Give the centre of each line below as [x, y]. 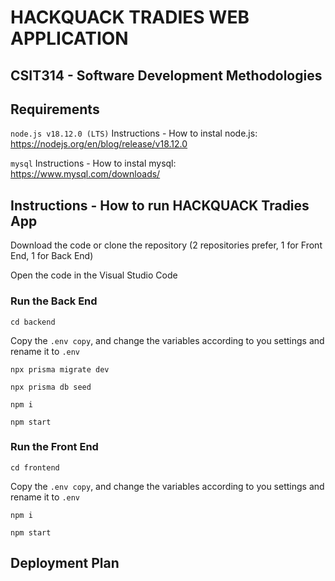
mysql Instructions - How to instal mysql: [93, 163]
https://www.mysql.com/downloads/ [85, 174]
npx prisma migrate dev [60, 369]
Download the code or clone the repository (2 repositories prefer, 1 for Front [166, 245]
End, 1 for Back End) [52, 256]
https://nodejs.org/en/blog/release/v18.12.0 [99, 144]
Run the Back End [54, 301]
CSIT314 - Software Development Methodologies [166, 75]
